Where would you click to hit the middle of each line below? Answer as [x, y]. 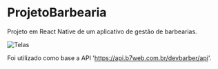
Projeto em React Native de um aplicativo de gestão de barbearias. [102, 31]
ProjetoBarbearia [57, 13]
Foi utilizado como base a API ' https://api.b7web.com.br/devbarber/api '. [109, 58]
